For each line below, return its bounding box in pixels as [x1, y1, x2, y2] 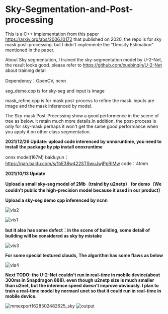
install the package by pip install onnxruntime [5, 143, 103, 149]
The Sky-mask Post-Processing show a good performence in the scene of [5, 112, 159, 119]
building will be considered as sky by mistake [5, 232, 102, 239]
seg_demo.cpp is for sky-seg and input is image [5, 88, 105, 94]
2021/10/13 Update [5, 170, 46, 177]
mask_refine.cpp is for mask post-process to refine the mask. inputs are [5, 97, 154, 104]
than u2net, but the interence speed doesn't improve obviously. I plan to [5, 282, 159, 288]
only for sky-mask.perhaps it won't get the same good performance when [5, 123, 158, 129]
